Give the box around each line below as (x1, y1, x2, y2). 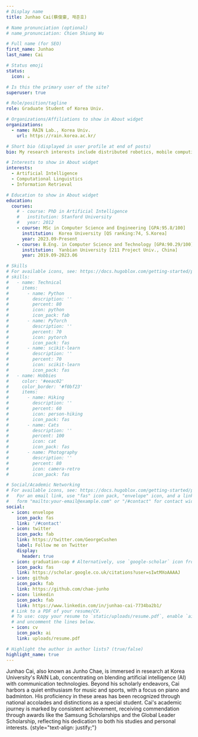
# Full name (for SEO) (6, 41, 62, 47)
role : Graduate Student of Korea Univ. (6, 106, 104, 112)
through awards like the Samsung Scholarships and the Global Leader (6, 712, 176, 719)
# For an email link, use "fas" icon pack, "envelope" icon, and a (6, 493, 181, 499)
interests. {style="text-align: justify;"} (6, 724, 97, 731)
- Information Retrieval (11, 181, 72, 187)
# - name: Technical (6, 279, 62, 285)
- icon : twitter (11, 526, 51, 532)
